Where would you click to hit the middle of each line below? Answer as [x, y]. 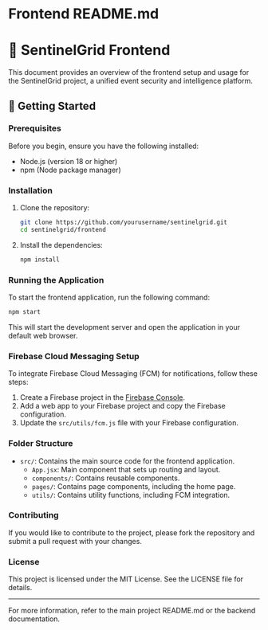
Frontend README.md [84, 14]
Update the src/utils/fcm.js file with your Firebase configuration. [129, 423]
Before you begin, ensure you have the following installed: [104, 146]
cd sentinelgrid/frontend [63, 229]
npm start [25, 312]
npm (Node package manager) [70, 170]
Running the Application [56, 280]
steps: [18, 382]
